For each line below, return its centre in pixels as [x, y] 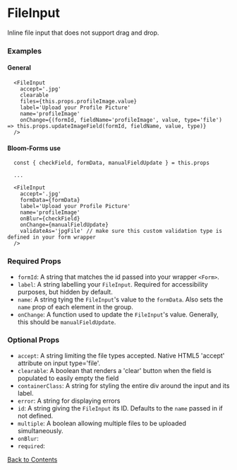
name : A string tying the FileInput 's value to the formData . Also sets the [120, 299]
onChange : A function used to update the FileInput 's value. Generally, [118, 314]
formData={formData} [50, 200]
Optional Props [34, 340]
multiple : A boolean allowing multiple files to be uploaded [102, 423]
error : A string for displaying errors [69, 401]
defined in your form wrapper [52, 237]
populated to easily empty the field [68, 378]
